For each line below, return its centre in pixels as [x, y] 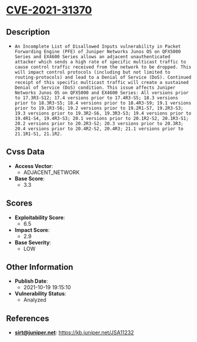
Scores [19, 203]
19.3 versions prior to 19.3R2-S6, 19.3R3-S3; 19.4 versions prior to [103, 113]
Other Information [40, 267]
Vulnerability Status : [40, 294]
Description [28, 32]
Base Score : [30, 178]
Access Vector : [34, 166]
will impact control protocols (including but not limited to [92, 72]
